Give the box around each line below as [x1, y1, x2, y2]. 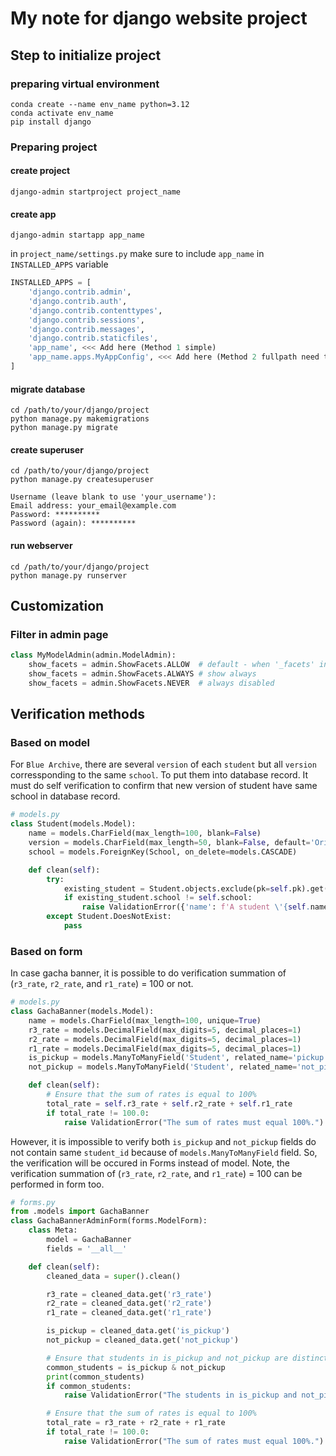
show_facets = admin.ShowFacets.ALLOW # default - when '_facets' [28, 660, 315, 670]
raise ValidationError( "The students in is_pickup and [63, 1390, 298, 1401]
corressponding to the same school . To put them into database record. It [10, 769, 309, 781]
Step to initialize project [10, 47, 162, 64]
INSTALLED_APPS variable [10, 258, 109, 271]
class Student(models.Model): [10, 819, 137, 829]
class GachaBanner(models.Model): [10, 1007, 155, 1017]
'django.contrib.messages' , [28, 324, 145, 334]
